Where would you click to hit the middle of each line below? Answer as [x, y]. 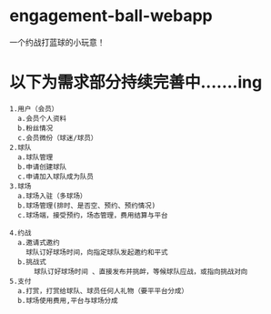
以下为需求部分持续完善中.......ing [136, 82]
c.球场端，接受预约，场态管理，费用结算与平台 [93, 215]
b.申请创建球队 [42, 167]
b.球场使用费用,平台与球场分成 [68, 300]
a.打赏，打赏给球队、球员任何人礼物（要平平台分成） [103, 291]
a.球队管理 [35, 157]
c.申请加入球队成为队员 [55, 177]
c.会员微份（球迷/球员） [58, 137]
